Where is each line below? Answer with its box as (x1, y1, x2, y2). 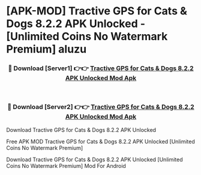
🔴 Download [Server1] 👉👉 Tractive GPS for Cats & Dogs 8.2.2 (8, 64, 194, 73)
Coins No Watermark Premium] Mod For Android (6, 162, 126, 169)
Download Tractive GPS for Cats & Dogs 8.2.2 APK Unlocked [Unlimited (6, 156, 183, 163)
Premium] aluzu (6, 43, 87, 56)
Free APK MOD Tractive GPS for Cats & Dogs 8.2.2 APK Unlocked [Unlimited (6, 138, 195, 145)
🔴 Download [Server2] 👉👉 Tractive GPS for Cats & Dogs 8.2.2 (7, 103, 194, 111)
